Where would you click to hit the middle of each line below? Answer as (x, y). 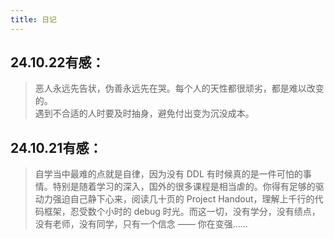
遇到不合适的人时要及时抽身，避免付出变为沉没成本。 (144, 113)
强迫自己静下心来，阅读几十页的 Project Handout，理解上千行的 (183, 199)
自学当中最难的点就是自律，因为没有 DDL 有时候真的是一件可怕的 (168, 174)
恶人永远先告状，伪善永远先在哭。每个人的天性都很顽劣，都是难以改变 (179, 88)
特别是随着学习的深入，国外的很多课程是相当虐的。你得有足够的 (184, 187)
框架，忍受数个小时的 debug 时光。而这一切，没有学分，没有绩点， (182, 212)
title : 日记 (33, 19)
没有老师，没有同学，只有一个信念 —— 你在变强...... (141, 224)
